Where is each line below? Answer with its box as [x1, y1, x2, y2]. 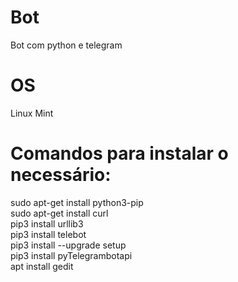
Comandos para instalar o [10, 142, 229, 165]
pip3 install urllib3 [10, 217, 84, 230]
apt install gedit [10, 260, 74, 272]
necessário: [10, 164, 112, 186]
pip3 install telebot [10, 228, 87, 240]
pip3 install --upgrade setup [10, 239, 127, 251]
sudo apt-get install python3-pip [10, 196, 144, 208]
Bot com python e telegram [10, 39, 123, 51]
